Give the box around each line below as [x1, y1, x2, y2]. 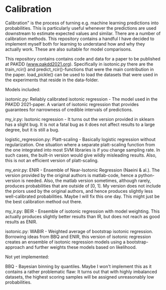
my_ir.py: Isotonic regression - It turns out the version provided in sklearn [5, 116, 155, 122]
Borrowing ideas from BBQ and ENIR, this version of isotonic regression [5, 233, 151, 239]
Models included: [5, 86, 41, 92]
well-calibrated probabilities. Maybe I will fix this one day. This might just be [5, 193, 160, 199]
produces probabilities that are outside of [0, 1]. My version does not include [5, 182, 161, 189]
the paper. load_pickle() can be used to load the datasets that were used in [5, 71, 158, 77]
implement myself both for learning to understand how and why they [5, 41, 145, 47]
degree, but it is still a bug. [5, 126, 59, 132]
